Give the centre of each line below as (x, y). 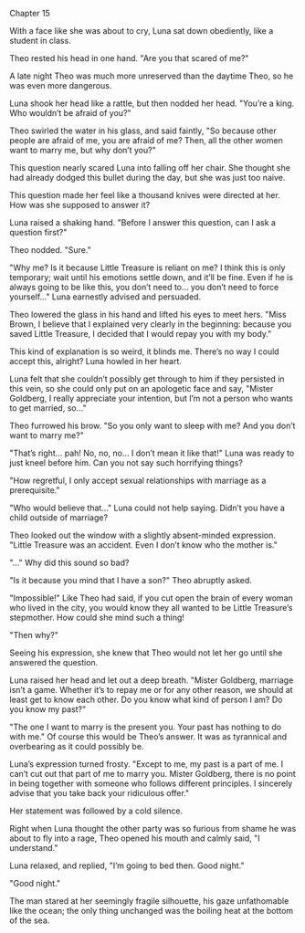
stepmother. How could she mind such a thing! (97, 617)
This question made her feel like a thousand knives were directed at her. (145, 195)
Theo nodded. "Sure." (50, 250)
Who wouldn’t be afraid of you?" (70, 113)
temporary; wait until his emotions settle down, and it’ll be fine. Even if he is (152, 277)
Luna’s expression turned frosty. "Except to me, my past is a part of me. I (147, 764)
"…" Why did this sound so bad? (69, 562)
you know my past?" (48, 709)
